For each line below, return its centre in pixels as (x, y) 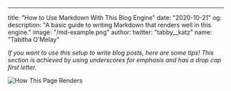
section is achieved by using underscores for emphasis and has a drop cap (114, 60)
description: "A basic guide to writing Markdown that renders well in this (110, 25)
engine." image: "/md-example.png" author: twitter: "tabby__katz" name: (110, 32)
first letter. (22, 67)
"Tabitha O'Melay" (34, 39)
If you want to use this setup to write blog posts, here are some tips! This (111, 53)
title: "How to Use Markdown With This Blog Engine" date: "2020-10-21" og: (115, 17)
